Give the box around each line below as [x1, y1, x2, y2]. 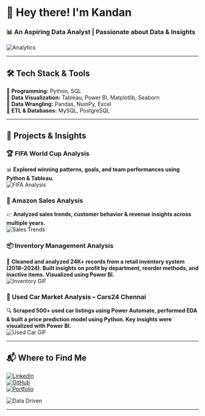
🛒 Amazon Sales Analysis [6, 196, 84, 204]
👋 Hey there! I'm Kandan [6, 6, 132, 20]
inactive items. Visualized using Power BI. [6, 270, 115, 278]
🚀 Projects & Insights [6, 130, 87, 141]
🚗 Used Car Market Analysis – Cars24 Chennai [6, 292, 146, 301]
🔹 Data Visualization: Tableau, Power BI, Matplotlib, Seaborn [6, 94, 160, 102]
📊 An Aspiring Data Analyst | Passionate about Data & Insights [6, 28, 196, 36]
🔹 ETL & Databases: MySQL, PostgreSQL [6, 107, 110, 114]
